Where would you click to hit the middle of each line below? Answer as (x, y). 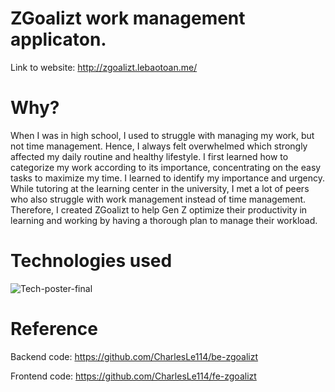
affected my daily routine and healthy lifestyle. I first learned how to (149, 156)
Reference (54, 329)
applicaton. (58, 39)
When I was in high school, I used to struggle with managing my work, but (162, 135)
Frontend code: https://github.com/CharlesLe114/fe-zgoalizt (133, 376)
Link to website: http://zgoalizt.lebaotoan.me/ (104, 67)
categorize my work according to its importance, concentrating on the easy (166, 167)
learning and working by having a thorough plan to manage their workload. (164, 220)
